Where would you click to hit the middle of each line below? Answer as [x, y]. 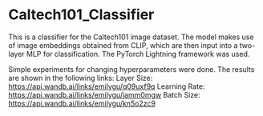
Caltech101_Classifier [81, 15]
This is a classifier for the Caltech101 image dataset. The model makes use [131, 37]
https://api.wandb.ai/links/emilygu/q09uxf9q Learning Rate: [107, 86]
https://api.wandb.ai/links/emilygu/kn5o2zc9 [82, 103]
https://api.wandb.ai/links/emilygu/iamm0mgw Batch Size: [104, 94]
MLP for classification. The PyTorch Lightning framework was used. [138, 54]
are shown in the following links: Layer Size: [81, 78]
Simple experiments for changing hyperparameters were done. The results [131, 69]
